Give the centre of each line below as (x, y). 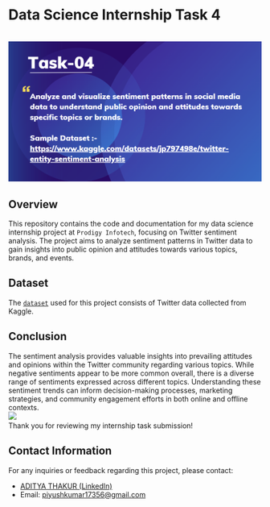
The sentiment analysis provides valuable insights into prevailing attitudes (131, 355)
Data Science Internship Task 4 (115, 15)
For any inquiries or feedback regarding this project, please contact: (121, 470)
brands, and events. (41, 258)
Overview (33, 204)
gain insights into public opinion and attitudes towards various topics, (123, 249)
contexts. (24, 407)
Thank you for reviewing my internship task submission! (101, 426)
